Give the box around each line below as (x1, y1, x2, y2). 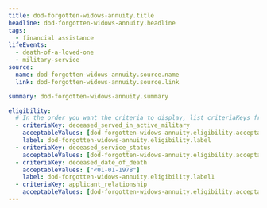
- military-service (15, 56, 80, 64)
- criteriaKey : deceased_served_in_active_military (15, 121, 191, 129)
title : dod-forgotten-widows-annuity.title (8, 11, 155, 20)
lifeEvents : (8, 41, 48, 49)
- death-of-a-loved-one (15, 48, 94, 56)
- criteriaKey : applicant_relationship (15, 180, 148, 189)
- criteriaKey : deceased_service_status (15, 144, 151, 152)
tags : (8, 26, 26, 34)
